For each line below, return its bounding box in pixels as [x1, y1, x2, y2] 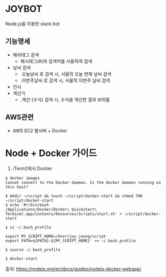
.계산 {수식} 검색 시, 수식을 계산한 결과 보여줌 [20, 96, 110, 102]
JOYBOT [5, 3, 42, 15]
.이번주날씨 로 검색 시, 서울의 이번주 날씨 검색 [20, 77, 110, 83]
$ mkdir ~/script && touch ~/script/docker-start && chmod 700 [5, 193, 143, 199]
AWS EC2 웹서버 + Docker [12, 127, 67, 134]
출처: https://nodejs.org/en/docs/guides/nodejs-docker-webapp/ [5, 266, 141, 272]
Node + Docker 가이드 [5, 147, 97, 159]
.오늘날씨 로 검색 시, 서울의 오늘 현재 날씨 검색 [20, 71, 111, 77]
